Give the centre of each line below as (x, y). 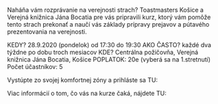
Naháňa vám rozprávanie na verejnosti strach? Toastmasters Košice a (106, 10)
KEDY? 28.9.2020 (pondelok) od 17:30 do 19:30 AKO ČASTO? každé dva (109, 45)
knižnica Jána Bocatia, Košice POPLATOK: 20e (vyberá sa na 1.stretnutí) (109, 60)
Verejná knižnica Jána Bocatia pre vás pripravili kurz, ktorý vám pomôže (109, 17)
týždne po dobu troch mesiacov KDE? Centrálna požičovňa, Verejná (103, 52)
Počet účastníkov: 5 (35, 67)
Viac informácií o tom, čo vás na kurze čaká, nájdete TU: (87, 93)
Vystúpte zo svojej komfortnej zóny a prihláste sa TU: (83, 80)
